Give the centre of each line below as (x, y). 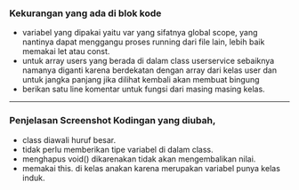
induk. (34, 178)
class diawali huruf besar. (69, 139)
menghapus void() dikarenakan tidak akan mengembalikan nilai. (139, 159)
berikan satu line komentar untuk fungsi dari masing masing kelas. (143, 89)
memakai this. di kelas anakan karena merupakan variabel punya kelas (151, 168)
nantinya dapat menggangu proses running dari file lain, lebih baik (143, 42)
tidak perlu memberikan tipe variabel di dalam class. (117, 149)
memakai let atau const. (66, 51)
